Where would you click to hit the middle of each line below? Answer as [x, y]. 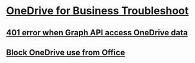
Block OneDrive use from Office [66, 52]
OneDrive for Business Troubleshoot [97, 11]
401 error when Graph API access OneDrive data [97, 33]
